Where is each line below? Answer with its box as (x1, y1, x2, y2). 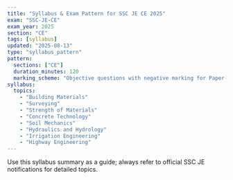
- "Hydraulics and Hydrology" (19, 126, 107, 133)
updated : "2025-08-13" (7, 42, 73, 49)
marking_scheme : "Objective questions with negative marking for (13, 74, 207, 82)
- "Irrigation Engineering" (19, 132, 101, 139)
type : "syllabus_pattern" (7, 49, 82, 56)
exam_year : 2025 (7, 23, 54, 30)
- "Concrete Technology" (19, 113, 92, 120)
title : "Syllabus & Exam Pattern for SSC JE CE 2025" (7, 10, 166, 17)
